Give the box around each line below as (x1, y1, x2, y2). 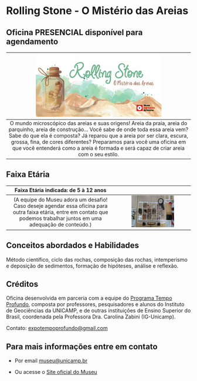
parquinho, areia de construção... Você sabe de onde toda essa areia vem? (8, 126, 189, 133)
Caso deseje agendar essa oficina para (13, 202, 108, 209)
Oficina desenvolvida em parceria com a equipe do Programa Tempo (6, 294, 172, 302)
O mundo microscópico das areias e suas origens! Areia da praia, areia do (9, 120, 188, 127)
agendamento (6, 36, 59, 46)
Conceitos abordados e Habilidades (6, 241, 140, 250)
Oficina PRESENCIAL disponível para (6, 28, 143, 37)
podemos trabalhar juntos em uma (19, 215, 102, 222)
